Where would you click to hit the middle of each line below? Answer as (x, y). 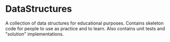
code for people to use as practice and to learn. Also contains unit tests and (85, 28)
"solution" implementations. (35, 34)
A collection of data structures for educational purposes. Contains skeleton (84, 23)
